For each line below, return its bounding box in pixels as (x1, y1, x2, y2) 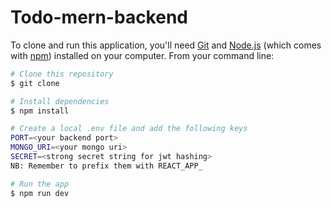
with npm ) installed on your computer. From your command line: (10, 49, 275, 61)
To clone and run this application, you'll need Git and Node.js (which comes (10, 39, 322, 51)
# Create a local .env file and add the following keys (10, 124, 248, 134)
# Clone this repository (10, 69, 114, 79)
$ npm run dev (10, 188, 70, 198)
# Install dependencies (10, 96, 110, 106)
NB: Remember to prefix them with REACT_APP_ (10, 161, 203, 171)
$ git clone (10, 78, 60, 88)
